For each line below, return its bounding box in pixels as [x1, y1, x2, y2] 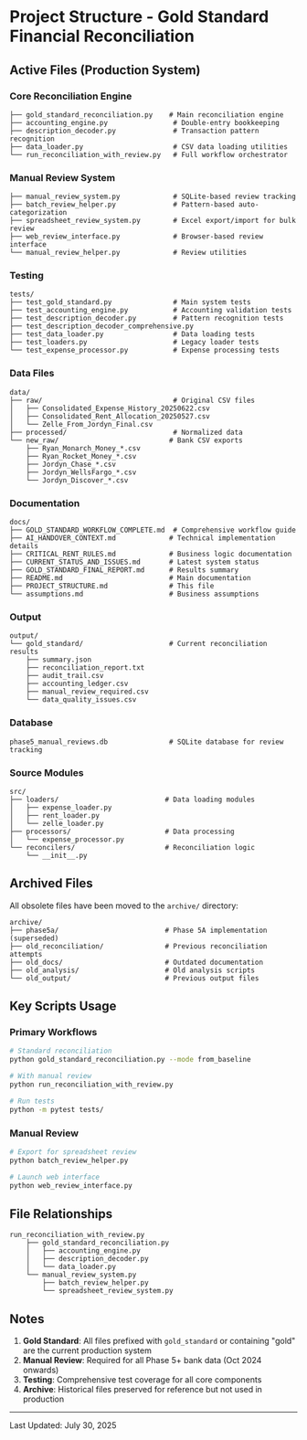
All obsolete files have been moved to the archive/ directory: [9, 900, 239, 911]
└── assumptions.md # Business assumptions [9, 589, 259, 599]
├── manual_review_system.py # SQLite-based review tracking [9, 192, 297, 202]
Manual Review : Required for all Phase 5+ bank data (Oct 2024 [22, 1355, 262, 1366]
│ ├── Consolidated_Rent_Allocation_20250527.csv [9, 411, 210, 421]
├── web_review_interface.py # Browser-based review [9, 232, 263, 241]
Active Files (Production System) [9, 62, 201, 78]
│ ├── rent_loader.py [9, 810, 101, 820]
